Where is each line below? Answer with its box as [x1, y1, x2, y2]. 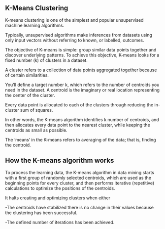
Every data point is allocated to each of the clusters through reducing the [5, 101, 154, 108]
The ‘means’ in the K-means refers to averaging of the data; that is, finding [5, 137, 156, 142]
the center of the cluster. [5, 92, 55, 98]
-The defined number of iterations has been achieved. [5, 219, 115, 225]
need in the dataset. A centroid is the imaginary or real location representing [5, 87, 160, 93]
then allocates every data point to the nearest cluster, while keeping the [5, 122, 150, 128]
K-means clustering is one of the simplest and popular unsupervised [5, 17, 144, 23]
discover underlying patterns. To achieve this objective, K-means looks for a [5, 52, 160, 58]
